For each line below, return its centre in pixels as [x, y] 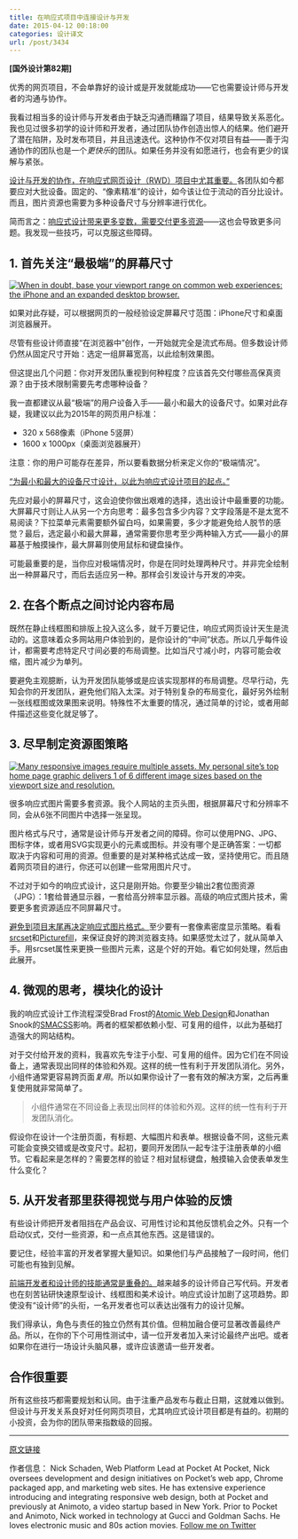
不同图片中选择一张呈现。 [99, 814]
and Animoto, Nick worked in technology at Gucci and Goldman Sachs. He [145, 1516]
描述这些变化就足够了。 [59, 713]
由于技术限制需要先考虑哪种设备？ [86, 384]
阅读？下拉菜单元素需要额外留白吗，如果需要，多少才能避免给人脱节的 [145, 522]
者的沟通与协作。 [40, 98]
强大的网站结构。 [48, 1035]
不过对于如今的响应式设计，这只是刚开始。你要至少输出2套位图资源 [132, 885]
